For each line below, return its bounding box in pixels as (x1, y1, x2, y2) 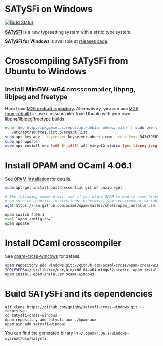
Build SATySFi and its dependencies (5, 289, 153, 300)
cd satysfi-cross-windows (5, 313, 57, 318)
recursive (5, 309, 25, 313)
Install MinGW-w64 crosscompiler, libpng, (5, 85, 136, 93)
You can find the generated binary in (5, 330, 79, 336)
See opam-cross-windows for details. (5, 254, 81, 259)
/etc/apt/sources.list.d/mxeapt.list (11, 130, 88, 135)
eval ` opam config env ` (5, 217, 53, 221)
